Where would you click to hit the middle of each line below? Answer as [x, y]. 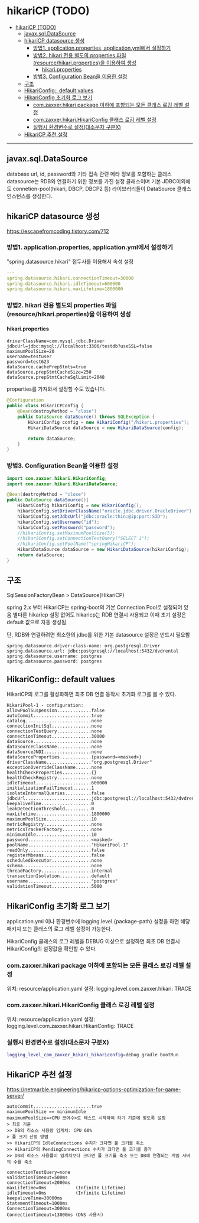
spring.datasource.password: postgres [54, 661]
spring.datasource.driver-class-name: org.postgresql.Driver [84, 645]
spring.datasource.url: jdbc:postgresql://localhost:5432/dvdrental [93, 651]
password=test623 [28, 362]
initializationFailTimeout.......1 [50, 788]
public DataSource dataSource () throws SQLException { [86, 417]
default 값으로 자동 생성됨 [37, 622]
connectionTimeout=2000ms [38, 1183]
